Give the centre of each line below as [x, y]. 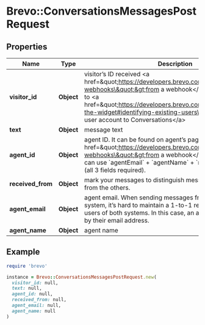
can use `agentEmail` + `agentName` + [139, 162]
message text [104, 130]
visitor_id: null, [35, 283]
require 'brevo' [27, 266]
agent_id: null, [32, 294]
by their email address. [117, 220]
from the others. [107, 187]
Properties [27, 47]
